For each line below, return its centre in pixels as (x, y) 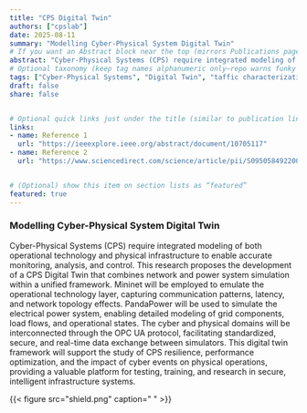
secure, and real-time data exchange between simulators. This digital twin (149, 342)
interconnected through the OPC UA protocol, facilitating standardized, (143, 333)
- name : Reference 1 (49, 136)
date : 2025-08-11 (42, 35)
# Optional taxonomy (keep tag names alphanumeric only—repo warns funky (153, 69)
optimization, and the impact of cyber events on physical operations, (138, 362)
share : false (34, 94)
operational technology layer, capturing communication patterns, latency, (147, 294)
